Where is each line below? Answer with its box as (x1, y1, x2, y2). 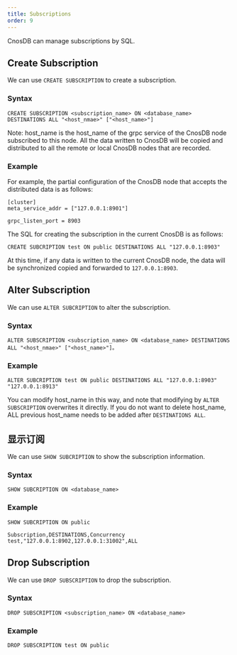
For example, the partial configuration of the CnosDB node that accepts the (7, 177, 227, 185)
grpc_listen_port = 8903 (7, 217, 81, 224)
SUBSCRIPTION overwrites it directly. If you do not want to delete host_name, (7, 403, 226, 412)
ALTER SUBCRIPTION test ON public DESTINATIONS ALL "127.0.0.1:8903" (7, 377, 218, 384)
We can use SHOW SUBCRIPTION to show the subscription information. (7, 453, 206, 461)
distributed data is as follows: (7, 185, 94, 193)
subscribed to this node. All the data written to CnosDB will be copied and (7, 136, 224, 144)
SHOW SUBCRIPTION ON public (7, 519, 91, 526)
